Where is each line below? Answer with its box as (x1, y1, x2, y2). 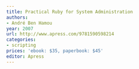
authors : (6, 14, 28, 20)
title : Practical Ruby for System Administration (6, 8, 134, 15)
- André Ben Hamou (6, 20, 52, 26)
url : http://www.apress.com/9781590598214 (6, 31, 114, 37)
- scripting (6, 43, 36, 49)
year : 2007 (6, 25, 34, 32)
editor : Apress (6, 53, 45, 59)
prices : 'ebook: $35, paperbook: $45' (6, 48, 103, 54)
